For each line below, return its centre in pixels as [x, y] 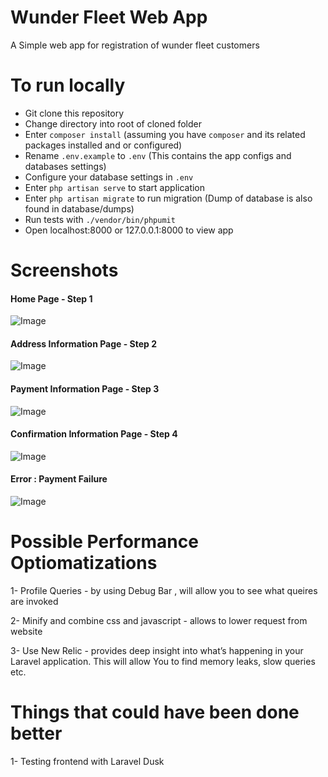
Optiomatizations [84, 563]
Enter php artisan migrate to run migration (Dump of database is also [168, 198]
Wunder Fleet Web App [109, 17]
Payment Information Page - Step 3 [85, 389]
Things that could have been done [155, 712]
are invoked [34, 602]
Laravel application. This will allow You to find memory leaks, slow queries [163, 662]
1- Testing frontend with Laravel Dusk [87, 761]
